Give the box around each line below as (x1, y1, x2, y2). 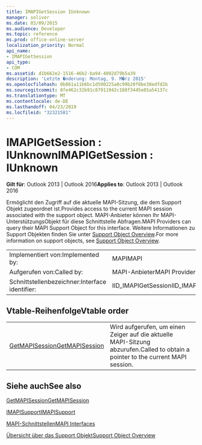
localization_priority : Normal (6, 43, 85, 49)
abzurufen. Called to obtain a (109, 345, 190, 354)
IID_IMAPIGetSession (112, 281, 172, 290)
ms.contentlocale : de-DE (6, 98, 69, 104)
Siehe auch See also (6, 381, 82, 391)
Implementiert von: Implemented (9, 251, 99, 259)
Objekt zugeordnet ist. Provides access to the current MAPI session (6, 205, 173, 212)
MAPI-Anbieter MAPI (112, 268, 170, 277)
